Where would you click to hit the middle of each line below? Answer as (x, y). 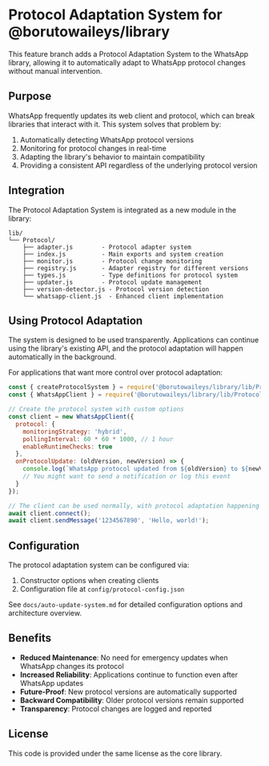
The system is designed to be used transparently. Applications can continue (134, 340)
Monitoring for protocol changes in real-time (93, 148)
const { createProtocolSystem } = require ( (82, 387)
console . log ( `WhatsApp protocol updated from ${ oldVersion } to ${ (136, 469)
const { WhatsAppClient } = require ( (71, 395)
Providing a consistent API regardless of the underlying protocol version (139, 165)
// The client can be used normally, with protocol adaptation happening (134, 506)
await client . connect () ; (50, 513)
